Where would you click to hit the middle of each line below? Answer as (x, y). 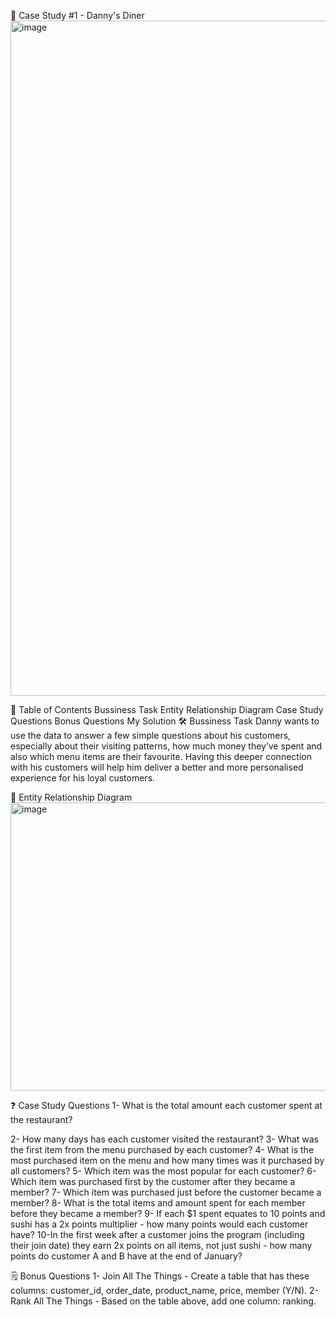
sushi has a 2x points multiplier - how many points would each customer (159, 1224)
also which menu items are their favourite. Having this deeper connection (161, 756)
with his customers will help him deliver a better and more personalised (157, 767)
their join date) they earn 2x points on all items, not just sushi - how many (161, 1245)
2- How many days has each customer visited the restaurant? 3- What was (165, 1139)
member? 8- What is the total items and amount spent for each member (158, 1203)
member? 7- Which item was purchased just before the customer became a (166, 1192)
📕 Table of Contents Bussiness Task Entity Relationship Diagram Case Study (167, 709)
